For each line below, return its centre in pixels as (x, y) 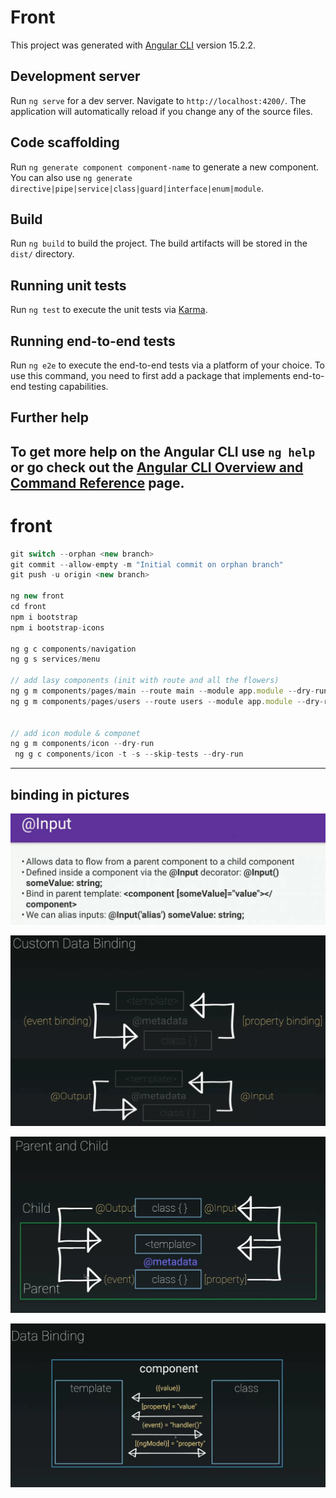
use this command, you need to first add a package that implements (150, 375)
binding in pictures (70, 794)
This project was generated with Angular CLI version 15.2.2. (133, 45)
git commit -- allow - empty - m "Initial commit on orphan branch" (147, 564)
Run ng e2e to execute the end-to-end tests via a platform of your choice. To (168, 365)
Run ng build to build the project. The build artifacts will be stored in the (159, 243)
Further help (50, 417)
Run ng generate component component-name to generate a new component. (165, 167)
